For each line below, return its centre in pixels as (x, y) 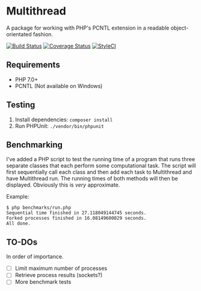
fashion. (43, 34)
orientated (19, 34)
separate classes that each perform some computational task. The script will (101, 166)
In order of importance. (35, 257)
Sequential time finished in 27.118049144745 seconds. (76, 213)
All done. (19, 224)
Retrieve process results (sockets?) (59, 275)
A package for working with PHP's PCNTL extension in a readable (88, 28)
